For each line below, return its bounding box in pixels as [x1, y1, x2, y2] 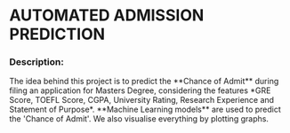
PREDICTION [9, 24, 105, 44]
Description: [9, 56, 64, 68]
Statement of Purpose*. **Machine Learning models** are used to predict [9, 104, 282, 115]
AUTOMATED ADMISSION [9, 5, 205, 26]
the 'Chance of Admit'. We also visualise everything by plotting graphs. [9, 113, 270, 124]
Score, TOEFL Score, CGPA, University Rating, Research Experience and [9, 95, 274, 106]
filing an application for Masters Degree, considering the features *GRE [9, 85, 271, 96]
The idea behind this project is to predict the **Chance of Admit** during [9, 76, 279, 87]
